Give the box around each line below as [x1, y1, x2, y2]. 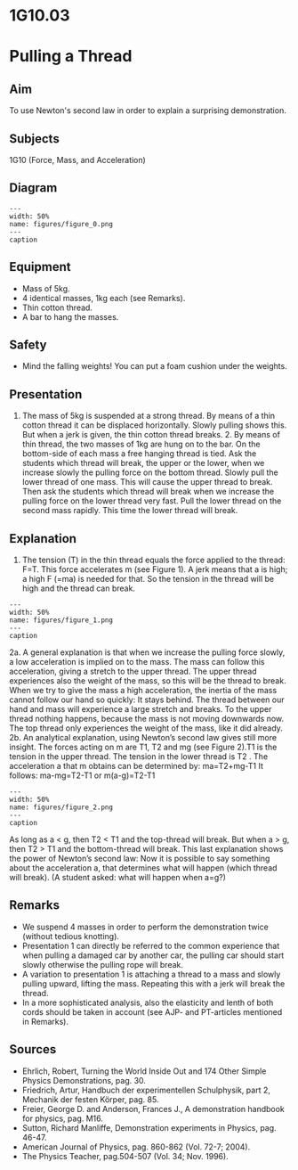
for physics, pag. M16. [21, 1113, 104, 1124]
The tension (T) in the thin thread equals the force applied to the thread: [21, 554, 286, 566]
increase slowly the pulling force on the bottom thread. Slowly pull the [21, 467, 278, 478]
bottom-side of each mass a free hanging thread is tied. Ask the [21, 448, 257, 459]
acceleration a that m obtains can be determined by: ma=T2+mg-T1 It [9, 761, 264, 772]
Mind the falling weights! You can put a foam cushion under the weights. [21, 361, 287, 372]
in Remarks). [21, 1016, 69, 1027]
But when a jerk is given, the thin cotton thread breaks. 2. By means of [21, 430, 280, 440]
